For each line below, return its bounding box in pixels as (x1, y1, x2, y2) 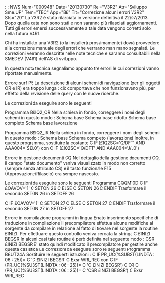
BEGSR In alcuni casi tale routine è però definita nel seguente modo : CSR (5, 236, 155, 242)
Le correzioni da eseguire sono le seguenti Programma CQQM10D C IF (5, 180, 148, 186)
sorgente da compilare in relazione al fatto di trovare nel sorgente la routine (5, 225, 158, 231)
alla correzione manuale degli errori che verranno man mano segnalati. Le (5, 45, 155, 51)
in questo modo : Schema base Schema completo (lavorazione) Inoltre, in (5, 135, 154, 141)
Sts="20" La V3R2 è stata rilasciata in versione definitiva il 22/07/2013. (5, 15, 149, 20)
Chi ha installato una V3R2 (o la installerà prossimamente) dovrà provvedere (5, 40, 160, 46)
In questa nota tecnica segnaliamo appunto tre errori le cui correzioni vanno (5, 65, 159, 71)
